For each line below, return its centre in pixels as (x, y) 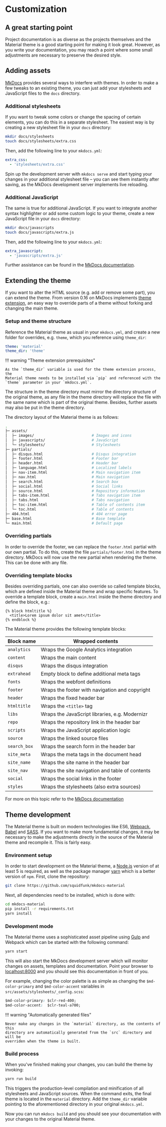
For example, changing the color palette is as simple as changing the (75, 981)
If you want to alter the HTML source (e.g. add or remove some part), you (80, 293)
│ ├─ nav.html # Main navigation (67, 477)
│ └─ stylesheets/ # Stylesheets (63, 445)
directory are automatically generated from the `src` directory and (79, 1032)
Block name (22, 641)
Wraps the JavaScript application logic (86, 730)
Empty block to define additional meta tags (91, 674)
